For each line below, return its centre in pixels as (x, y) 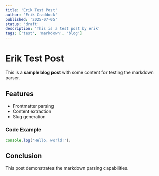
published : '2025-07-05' (31, 19)
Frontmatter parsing (33, 106)
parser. (13, 78)
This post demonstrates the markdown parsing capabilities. (67, 168)
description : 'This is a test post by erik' (53, 29)
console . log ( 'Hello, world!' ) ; (38, 140)
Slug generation (29, 116)
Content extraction (32, 111)
